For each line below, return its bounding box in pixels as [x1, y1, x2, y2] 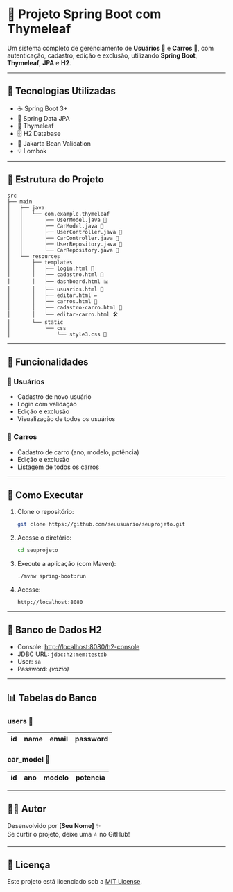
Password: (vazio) [17, 664, 69, 673]
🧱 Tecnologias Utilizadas [7, 85, 116, 97]
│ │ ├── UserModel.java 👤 [7, 216, 107, 223]
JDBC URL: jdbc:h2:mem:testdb [17, 650, 107, 658]
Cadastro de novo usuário [17, 393, 92, 401]
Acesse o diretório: [17, 533, 72, 542]
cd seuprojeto [17, 547, 58, 554]
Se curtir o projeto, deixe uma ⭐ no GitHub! [7, 830, 130, 838]
